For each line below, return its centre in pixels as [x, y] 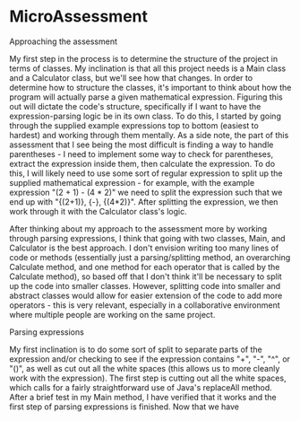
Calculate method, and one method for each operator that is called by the [145, 267]
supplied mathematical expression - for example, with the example [132, 182]
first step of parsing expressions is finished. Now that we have [124, 407]
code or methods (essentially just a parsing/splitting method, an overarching [150, 257]
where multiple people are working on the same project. [112, 314]
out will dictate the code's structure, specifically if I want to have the [135, 106]
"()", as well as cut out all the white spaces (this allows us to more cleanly [145, 368]
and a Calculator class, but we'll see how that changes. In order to [131, 77]
